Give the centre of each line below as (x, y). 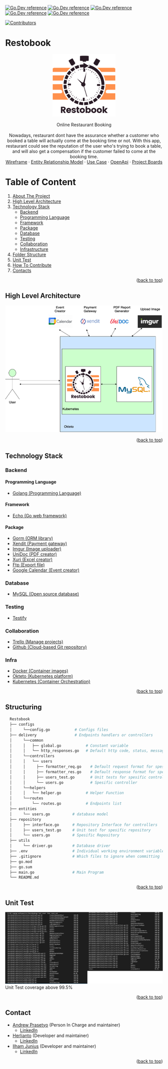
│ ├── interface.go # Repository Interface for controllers (83, 825)
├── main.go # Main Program (57, 872)
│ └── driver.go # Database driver (60, 846)
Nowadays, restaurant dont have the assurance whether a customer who (84, 135)
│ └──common (26, 740)
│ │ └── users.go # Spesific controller (73, 782)
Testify (19, 618)
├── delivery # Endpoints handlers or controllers (81, 735)
